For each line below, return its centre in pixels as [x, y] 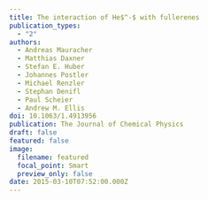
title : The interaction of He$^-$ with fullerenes [104, 17]
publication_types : [45, 26]
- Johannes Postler [53, 75]
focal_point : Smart [53, 165]
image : [21, 149]
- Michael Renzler [51, 83]
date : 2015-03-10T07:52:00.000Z [69, 182]
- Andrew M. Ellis [51, 108]
